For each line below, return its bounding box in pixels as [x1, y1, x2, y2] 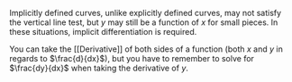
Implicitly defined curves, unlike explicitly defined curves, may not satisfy [9, 8, 282, 18]
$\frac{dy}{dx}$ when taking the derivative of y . [9, 62, 189, 73]
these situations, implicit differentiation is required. [9, 27, 197, 37]
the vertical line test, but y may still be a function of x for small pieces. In [9, 17, 278, 28]
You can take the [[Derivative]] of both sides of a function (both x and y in [9, 44, 284, 54]
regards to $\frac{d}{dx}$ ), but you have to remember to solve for [9, 53, 255, 63]
